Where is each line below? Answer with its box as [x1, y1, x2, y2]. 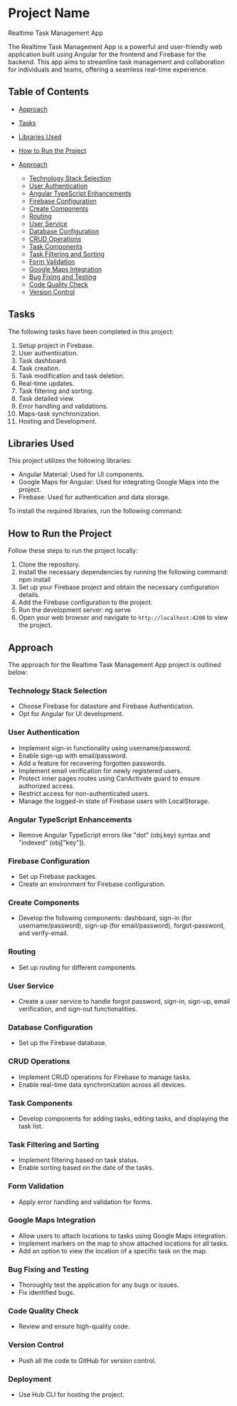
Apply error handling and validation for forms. [18, 1197, 152, 1206]
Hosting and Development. [18, 417, 97, 425]
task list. [18, 1121, 43, 1130]
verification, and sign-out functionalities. [18, 1004, 138, 1014]
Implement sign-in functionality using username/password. [18, 743, 191, 752]
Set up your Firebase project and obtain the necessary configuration [18, 583, 219, 591]
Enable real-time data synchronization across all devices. [18, 1080, 186, 1089]
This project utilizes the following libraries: [8, 457, 132, 465]
